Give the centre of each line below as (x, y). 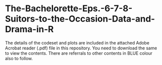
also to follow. (19, 58)
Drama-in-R (29, 29)
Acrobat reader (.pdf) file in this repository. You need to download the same (81, 48)
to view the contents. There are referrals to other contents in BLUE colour (79, 53)
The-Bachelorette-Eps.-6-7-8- (69, 9)
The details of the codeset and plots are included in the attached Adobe (77, 43)
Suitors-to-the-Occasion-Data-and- (80, 19)
